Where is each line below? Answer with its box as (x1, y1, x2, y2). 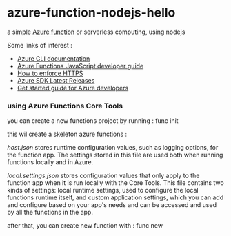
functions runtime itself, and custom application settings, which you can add (7, 193, 224, 201)
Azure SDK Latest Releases (17, 76, 95, 84)
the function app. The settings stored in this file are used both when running (7, 150, 223, 159)
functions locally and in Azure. (7, 158, 94, 166)
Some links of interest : (7, 41, 72, 49)
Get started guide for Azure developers (17, 83, 129, 92)
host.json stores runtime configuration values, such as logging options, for (7, 144, 219, 152)
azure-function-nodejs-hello (7, 5, 176, 21)
